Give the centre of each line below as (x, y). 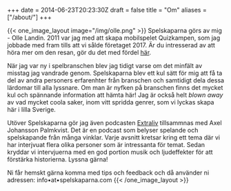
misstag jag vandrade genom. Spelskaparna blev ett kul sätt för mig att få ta (115, 73)
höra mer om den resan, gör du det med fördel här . (79, 52)
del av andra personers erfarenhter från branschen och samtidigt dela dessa (116, 80)
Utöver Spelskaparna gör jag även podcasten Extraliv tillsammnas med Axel (114, 123)
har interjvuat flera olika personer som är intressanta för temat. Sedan (106, 145)
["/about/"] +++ (29, 17)
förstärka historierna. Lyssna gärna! (58, 159)
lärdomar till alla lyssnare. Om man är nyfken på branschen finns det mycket (115, 88)
